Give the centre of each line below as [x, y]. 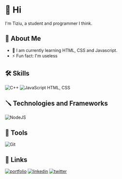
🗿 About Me [23, 39]
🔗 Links [16, 160]
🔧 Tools [16, 133]
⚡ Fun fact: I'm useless [35, 56]
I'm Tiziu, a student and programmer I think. [49, 23]
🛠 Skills [17, 73]
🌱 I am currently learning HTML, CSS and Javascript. [65, 50]
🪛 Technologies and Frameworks [56, 103]
